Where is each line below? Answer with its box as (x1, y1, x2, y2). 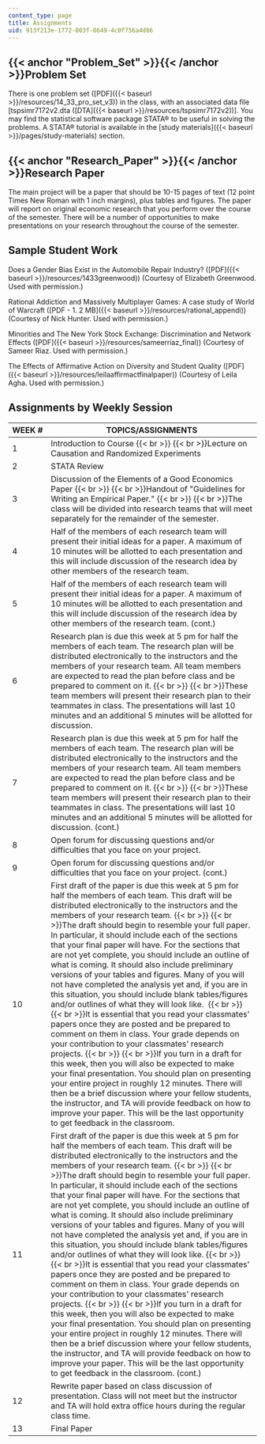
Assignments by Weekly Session (8, 401, 174, 415)
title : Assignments (8, 19, 73, 27)
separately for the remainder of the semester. (50, 513, 219, 524)
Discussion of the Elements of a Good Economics (50, 473, 233, 484)
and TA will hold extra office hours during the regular (50, 1400, 246, 1411)
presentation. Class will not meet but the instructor (50, 1390, 238, 1401)
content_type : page (8, 11, 73, 20)
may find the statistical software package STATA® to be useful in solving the (8, 114, 256, 123)
